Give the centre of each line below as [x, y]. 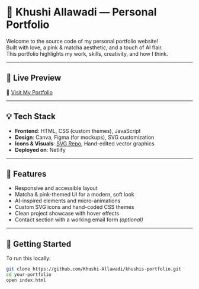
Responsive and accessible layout [56, 188]
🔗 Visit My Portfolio [30, 92]
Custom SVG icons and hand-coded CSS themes [74, 207]
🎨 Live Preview [34, 78]
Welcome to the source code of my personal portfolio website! [82, 41]
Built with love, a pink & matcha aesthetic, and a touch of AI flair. [84, 47]
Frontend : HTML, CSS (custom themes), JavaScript [78, 131]
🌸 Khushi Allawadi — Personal [81, 12]
